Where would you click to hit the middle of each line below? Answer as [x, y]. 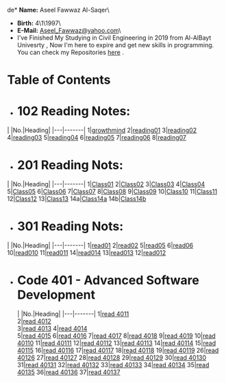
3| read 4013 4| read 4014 [52, 328]
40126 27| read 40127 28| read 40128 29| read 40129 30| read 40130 [112, 357]
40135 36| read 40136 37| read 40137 [68, 372]
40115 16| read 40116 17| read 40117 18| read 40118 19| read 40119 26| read [118, 350]
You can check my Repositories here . [71, 52]
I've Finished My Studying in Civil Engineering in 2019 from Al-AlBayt [114, 38]
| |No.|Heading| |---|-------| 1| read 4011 [73, 314]
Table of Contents [59, 80]
